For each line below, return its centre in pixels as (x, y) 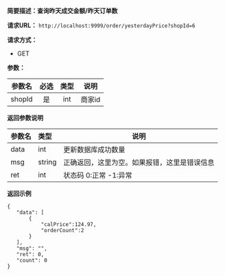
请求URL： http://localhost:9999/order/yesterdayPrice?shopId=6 (101, 25)
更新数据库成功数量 (94, 150)
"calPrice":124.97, (69, 225)
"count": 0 (32, 260)
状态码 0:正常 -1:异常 (98, 175)
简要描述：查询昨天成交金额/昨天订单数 (62, 11)
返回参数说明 (25, 118)
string (47, 162)
